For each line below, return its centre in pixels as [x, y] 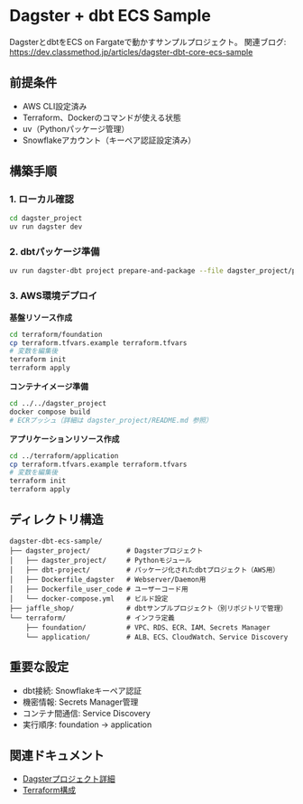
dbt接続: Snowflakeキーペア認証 [82, 690]
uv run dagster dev [46, 227]
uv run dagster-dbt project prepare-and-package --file [116, 271]
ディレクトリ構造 [56, 520]
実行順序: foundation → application [87, 725]
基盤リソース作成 [41, 317]
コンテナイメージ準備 [49, 387]
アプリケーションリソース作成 [64, 438]
